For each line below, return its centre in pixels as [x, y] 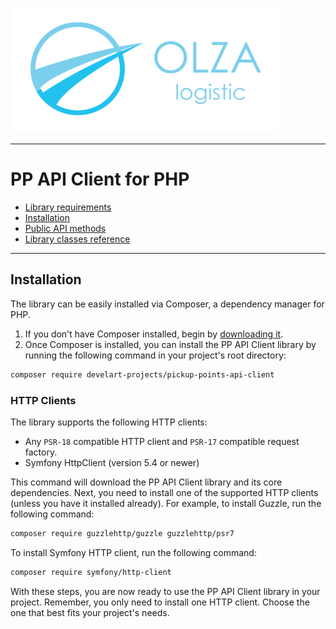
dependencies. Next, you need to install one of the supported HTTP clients [164, 492]
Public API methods [65, 228]
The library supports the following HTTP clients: [109, 422]
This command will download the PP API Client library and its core [146, 482]
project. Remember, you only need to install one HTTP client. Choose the [160, 602]
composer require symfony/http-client [91, 572]
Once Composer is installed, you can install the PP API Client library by [170, 344]
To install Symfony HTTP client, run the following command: [133, 552]
